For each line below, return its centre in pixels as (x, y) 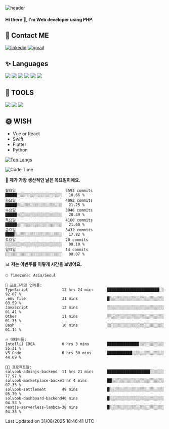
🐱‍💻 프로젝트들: (18, 367)
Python (20, 149)
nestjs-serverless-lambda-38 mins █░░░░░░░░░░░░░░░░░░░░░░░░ (85, 407)
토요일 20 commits (47, 240)
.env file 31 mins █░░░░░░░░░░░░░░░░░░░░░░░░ (85, 298)
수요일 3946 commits (49, 210)
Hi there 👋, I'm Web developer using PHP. (49, 19)
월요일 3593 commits (49, 191)
